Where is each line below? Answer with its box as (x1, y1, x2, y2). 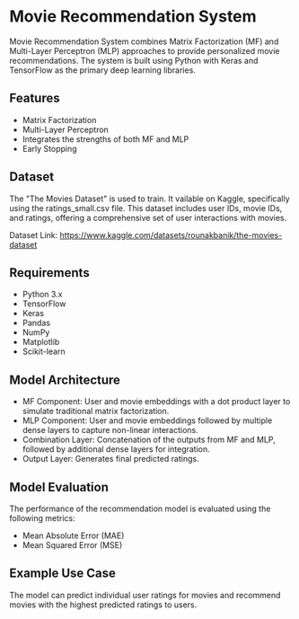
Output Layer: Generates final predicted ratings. (22, 454, 199, 464)
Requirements (9, 265, 90, 280)
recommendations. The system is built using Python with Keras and (9, 55, 259, 66)
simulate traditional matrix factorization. (22, 406, 170, 417)
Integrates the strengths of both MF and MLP (22, 133, 189, 145)
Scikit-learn (22, 346, 66, 357)
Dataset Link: (9, 229, 58, 240)
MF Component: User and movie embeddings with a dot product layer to (22, 396, 291, 407)
